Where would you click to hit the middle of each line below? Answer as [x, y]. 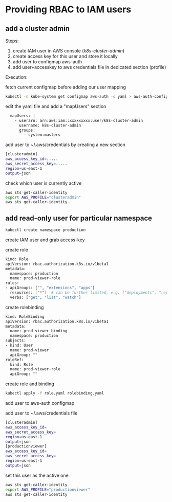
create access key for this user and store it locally [65, 56]
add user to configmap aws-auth [47, 62]
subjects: [16, 340]
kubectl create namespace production [46, 230]
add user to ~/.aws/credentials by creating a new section [65, 145]
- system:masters [42, 135]
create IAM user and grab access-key [45, 240]
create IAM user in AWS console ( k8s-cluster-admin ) [68, 51]
